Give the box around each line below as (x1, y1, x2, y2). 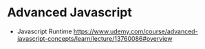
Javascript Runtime (17, 27, 72, 35)
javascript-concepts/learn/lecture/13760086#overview (17, 34, 173, 42)
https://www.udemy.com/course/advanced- (73, 27, 198, 35)
